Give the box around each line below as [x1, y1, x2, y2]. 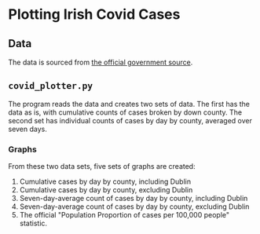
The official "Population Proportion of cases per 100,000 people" [19, 210, 230, 220]
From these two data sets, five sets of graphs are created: [8, 162, 196, 171]
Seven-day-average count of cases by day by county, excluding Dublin [19, 202, 250, 211]
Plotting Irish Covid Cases [8, 5, 181, 24]
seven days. [8, 124, 47, 133]
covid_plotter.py [8, 80, 93, 92]
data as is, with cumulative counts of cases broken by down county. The [8, 108, 243, 117]
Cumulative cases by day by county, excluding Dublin [19, 185, 193, 195]
